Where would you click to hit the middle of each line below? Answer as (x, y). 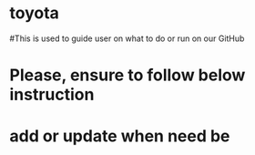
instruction (52, 95)
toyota (34, 13)
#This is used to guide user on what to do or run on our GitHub (127, 38)
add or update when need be (120, 136)
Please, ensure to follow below (127, 75)
